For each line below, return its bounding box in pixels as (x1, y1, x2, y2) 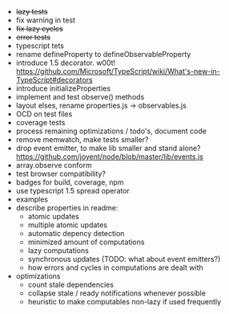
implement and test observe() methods (15, 92, 145, 101)
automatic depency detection (27, 229, 125, 238)
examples (15, 194, 48, 204)
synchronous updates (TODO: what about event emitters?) (27, 255, 221, 263)
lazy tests (15, 7, 48, 16)
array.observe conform (15, 161, 92, 169)
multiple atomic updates (27, 220, 108, 230)
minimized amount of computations (27, 237, 145, 247)
